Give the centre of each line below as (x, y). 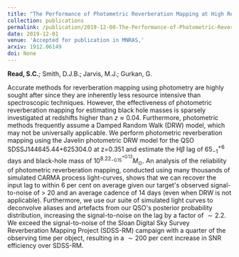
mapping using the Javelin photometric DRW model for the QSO (101, 140)
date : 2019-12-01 (33, 34)
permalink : (23, 27)
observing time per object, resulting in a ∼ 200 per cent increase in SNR (115, 238)
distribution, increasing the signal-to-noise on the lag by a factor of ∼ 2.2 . (117, 215)
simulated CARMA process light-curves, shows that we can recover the (112, 177)
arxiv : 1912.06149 (34, 47)
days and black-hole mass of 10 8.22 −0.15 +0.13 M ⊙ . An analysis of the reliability (117, 160)
